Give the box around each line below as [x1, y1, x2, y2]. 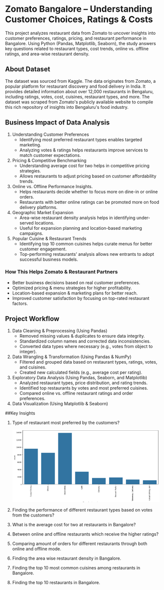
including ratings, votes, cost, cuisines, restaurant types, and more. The [5, 94, 150, 99]
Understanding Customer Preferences [12, 131, 89, 137]
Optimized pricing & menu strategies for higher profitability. [12, 285, 132, 291]
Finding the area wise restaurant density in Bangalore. [12, 555, 121, 561]
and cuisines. [19, 364, 47, 370]
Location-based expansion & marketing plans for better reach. [12, 290, 138, 296]
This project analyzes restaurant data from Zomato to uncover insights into [5, 30, 156, 36]
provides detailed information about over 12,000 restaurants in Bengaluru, [5, 88, 154, 94]
